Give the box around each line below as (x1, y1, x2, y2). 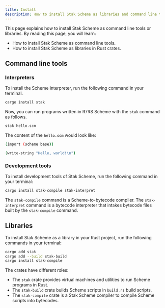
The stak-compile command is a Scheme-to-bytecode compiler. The (5, 197, 144, 203)
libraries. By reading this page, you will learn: (5, 30, 96, 36)
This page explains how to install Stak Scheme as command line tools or (5, 25, 151, 31)
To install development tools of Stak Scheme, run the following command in (5, 173, 158, 179)
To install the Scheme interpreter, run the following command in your (5, 85, 144, 91)
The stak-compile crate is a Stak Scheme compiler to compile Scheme (12, 292, 155, 298)
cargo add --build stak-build (5, 254, 67, 259)
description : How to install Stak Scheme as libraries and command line (5, 12, 157, 17)
